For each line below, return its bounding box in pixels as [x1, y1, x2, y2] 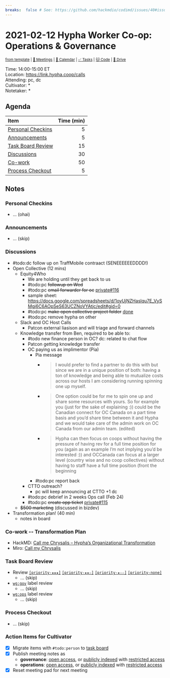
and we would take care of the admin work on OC [55, 420, 159, 426]
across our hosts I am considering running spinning [55, 377, 163, 384]
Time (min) [58, 117, 85, 125]
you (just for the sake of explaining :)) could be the [55, 404, 161, 410]
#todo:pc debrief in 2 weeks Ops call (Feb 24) [27, 494, 124, 500]
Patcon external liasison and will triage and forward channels [27, 325, 155, 331]
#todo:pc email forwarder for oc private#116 [27, 287, 119, 293]
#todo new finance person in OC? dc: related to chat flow [27, 335, 147, 341]
